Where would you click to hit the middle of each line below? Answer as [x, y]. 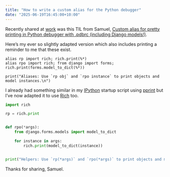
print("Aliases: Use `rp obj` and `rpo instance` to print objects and [82, 76]
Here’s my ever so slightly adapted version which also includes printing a [81, 44]
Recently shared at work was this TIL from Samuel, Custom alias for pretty [83, 29]
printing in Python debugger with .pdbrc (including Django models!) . [76, 34]
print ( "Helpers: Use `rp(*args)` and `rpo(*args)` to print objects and [83, 159]
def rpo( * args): [22, 127]
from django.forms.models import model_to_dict [65, 132]
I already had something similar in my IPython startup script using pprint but [84, 90]
